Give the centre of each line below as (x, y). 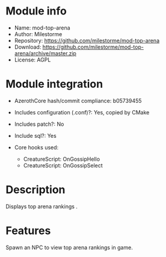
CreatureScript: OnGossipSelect (63, 165)
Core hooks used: (36, 147)
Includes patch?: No (39, 124)
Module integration (54, 84)
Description (35, 190)
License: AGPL (32, 60)
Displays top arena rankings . (41, 206)
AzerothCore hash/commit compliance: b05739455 (78, 101)
